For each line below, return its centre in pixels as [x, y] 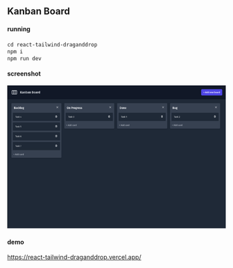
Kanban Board [39, 11]
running [19, 29]
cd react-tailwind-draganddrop [52, 44]
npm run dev [24, 58]
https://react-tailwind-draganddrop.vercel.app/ [74, 257]
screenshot [24, 74]
